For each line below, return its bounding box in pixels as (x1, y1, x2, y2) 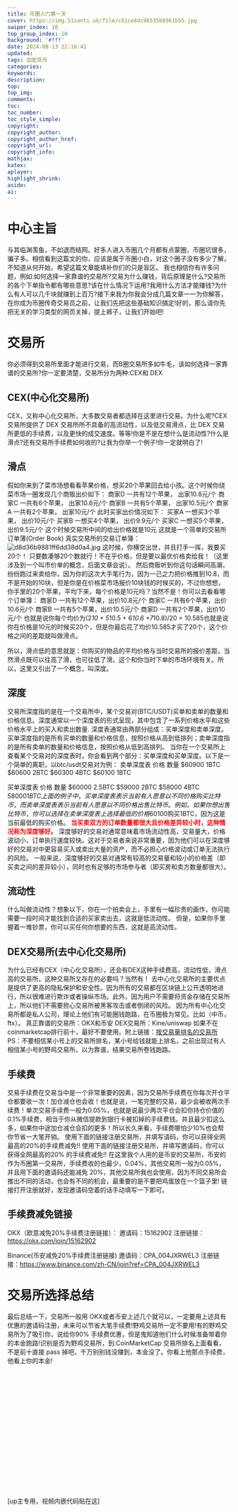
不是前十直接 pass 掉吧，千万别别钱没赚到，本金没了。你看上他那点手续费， (7, 1347, 230, 1356)
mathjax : (7, 155, 33, 163)
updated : (7, 50, 33, 57)
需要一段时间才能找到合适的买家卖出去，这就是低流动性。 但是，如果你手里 (7, 914, 226, 923)
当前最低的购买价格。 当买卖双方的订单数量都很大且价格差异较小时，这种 (7, 818, 220, 826)
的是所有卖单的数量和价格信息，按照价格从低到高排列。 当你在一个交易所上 (7, 742, 226, 751)
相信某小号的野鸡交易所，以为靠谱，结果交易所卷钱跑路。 (7, 1045, 174, 1054)
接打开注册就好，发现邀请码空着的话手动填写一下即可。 (7, 1186, 168, 1194)
